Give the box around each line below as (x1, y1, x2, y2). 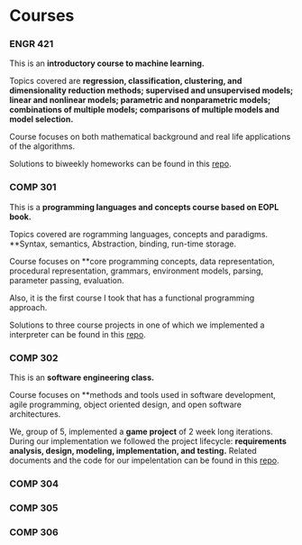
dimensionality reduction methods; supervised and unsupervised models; (9, 85, 294, 96)
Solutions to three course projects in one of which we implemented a (9, 319, 265, 330)
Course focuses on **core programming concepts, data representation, (9, 255, 275, 266)
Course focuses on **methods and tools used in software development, (9, 390, 277, 401)
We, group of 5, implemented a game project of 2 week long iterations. (9, 426, 273, 438)
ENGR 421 (9, 38, 54, 51)
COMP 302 (9, 351, 59, 364)
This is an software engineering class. (9, 372, 155, 383)
